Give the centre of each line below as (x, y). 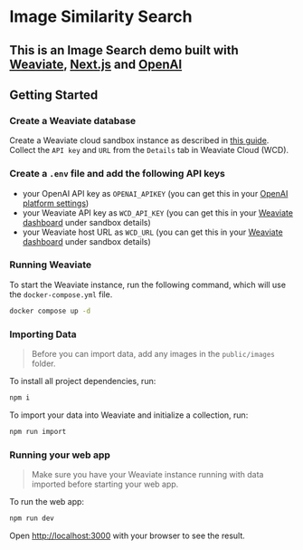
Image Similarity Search (101, 17)
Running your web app (60, 455)
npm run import (38, 431)
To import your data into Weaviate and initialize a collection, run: (129, 415)
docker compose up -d (50, 311)
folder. (43, 363)
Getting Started (54, 95)
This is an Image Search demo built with (124, 50)
